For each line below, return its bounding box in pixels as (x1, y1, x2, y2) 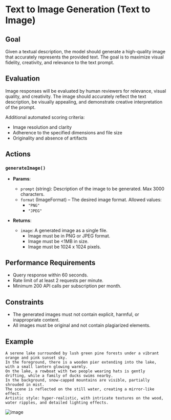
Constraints (5, 297, 44, 306)
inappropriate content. (12, 317, 60, 323)
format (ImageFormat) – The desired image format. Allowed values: (20, 196, 162, 203)
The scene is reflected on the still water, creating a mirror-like (5, 386, 155, 392)
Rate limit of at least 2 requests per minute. (12, 277, 104, 284)
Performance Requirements (5, 258, 96, 267)
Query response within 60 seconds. (12, 272, 89, 278)
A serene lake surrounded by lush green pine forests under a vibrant (5, 350, 159, 356)
